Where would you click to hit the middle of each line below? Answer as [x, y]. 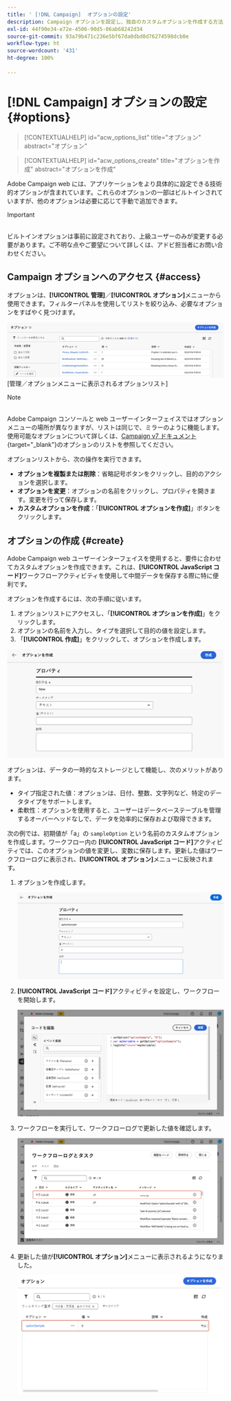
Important [21, 214]
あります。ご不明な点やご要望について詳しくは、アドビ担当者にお [112, 245]
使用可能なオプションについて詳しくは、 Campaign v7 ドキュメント [102, 436]
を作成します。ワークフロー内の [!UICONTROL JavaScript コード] [100, 841]
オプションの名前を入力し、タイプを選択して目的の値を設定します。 [113, 631]
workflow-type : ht [33, 44]
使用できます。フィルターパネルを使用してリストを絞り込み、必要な [103, 303]
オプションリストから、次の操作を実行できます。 [76, 459]
